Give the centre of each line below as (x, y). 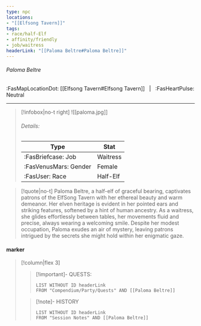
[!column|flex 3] (40, 263)
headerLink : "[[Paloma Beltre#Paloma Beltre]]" (67, 51)
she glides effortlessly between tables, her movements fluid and (100, 217)
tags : (13, 28)
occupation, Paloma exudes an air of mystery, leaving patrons (97, 230)
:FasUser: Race (45, 176)
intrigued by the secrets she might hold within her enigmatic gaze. (102, 236)
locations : (20, 17)
